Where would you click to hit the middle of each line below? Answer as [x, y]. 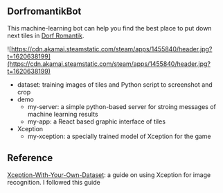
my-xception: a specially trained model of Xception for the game [119, 136]
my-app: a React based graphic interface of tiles [97, 121]
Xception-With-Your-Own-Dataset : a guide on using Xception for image [109, 175]
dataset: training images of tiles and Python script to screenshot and [115, 84]
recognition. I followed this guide [54, 182]
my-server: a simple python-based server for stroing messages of [122, 106]
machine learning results [63, 114]
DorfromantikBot [44, 11]
